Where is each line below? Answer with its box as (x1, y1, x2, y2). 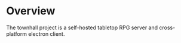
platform (6, 30, 27, 37)
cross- (159, 24, 176, 31)
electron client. (27, 30, 65, 37)
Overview (6, 4, 56, 18)
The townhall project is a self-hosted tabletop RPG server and (6, 24, 158, 31)
